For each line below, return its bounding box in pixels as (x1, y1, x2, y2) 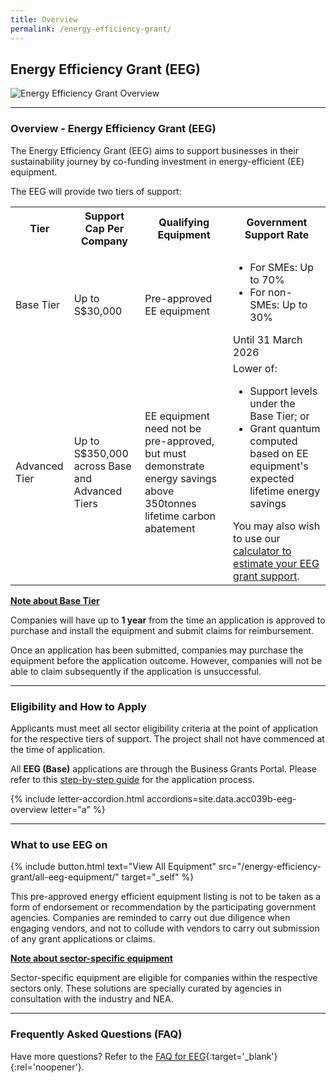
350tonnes (144, 496, 197, 510)
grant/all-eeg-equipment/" (10, 871, 120, 883)
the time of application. (10, 743, 106, 755)
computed (249, 434, 298, 448)
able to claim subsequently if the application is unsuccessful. (10, 665, 262, 677)
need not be (144, 421, 202, 435)
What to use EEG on (10, 837, 108, 851)
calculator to (233, 544, 292, 558)
